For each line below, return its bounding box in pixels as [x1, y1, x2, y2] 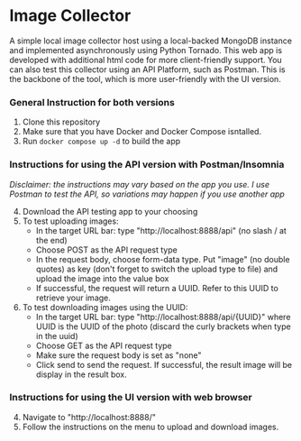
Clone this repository [22, 116, 101, 127]
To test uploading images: [22, 216, 119, 226]
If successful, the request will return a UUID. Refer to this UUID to [35, 282, 279, 293]
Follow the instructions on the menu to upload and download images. [22, 421, 279, 432]
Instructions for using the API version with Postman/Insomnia [9, 159, 285, 171]
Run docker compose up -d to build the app [22, 136, 181, 147]
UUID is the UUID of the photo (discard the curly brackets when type [35, 321, 291, 332]
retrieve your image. [35, 292, 111, 303]
